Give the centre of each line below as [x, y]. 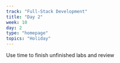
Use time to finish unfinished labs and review [60, 55]
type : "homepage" [27, 33]
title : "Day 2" [25, 17]
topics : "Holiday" [28, 38]
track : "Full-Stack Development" [47, 11]
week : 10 [17, 22]
